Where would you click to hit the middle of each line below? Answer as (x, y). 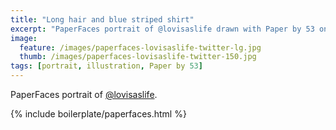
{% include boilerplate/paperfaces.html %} (98, 114)
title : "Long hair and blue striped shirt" (102, 19)
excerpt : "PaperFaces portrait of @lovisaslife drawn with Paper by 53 (162, 29)
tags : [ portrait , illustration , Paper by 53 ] (106, 66)
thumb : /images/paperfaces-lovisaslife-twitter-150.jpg (138, 57)
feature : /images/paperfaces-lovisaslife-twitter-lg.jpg (140, 47)
